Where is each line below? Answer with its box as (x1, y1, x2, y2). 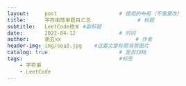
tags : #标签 (7, 55, 133, 62)
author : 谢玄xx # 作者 (7, 36, 153, 43)
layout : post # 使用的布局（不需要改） (7, 10, 183, 17)
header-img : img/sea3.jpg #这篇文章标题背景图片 (7, 42, 149, 49)
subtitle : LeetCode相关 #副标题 (7, 23, 102, 30)
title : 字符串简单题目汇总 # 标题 (7, 17, 155, 24)
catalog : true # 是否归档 (7, 49, 146, 56)
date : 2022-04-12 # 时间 (7, 29, 136, 37)
